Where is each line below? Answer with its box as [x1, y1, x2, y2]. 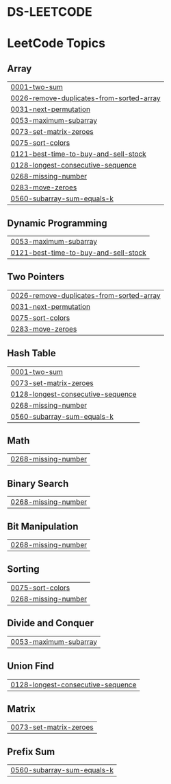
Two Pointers [7, 271, 65, 283]
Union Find [7, 660, 55, 672]
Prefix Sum [7, 746, 55, 757]
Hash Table [7, 347, 56, 359]
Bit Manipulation [7, 520, 79, 532]
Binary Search [7, 478, 69, 489]
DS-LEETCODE [7, 4, 92, 20]
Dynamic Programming [7, 217, 107, 229]
